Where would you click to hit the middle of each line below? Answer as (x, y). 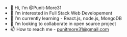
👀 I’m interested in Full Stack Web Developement (61, 13)
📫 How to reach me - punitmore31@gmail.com (59, 29)
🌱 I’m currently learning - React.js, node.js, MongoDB (66, 18)
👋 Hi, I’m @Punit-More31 (36, 8)
